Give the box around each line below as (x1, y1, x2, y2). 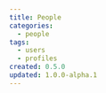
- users (17, 46, 46, 55)
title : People (9, 12, 62, 22)
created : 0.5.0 (9, 63, 66, 72)
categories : (9, 21, 53, 30)
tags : (9, 37, 29, 47)
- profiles (17, 54, 58, 63)
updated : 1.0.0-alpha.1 (9, 71, 98, 80)
